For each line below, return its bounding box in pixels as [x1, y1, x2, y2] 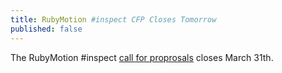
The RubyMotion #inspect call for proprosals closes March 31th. [10, 51, 274, 63]
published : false [10, 24, 83, 34]
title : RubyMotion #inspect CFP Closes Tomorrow [10, 14, 217, 25]
